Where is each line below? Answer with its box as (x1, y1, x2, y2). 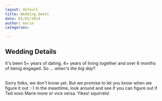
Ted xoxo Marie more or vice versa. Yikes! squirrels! (5, 90, 110, 96)
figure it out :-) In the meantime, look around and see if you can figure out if (5, 85, 158, 91)
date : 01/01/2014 (5, 16, 41, 21)
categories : (5, 25, 29, 30)
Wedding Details (5, 47, 57, 56)
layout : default (5, 7, 38, 12)
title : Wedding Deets (5, 12, 49, 17)
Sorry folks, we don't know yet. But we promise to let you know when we (5, 80, 152, 85)
